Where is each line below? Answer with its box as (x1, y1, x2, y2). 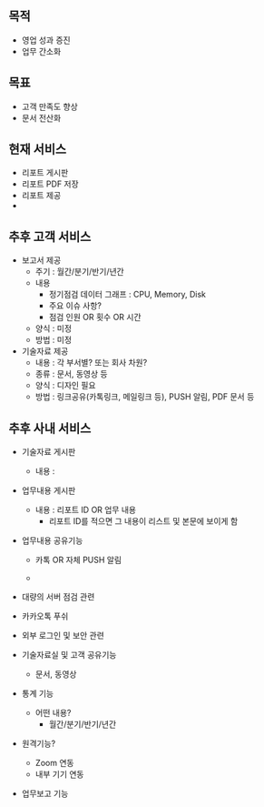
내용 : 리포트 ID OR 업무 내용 (34, 504, 137, 516)
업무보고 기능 (21, 788, 69, 799)
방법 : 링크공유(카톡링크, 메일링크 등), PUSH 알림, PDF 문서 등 (34, 391, 255, 402)
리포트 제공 (21, 190, 62, 201)
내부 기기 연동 (34, 769, 84, 780)
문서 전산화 (21, 112, 62, 123)
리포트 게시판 (21, 167, 69, 178)
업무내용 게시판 (21, 485, 76, 496)
